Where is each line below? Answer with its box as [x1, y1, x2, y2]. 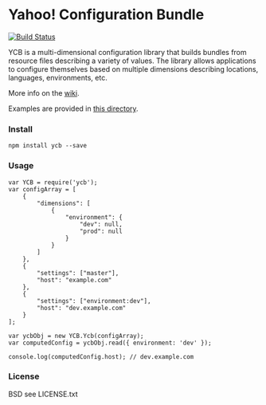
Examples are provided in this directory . [8, 104, 139, 113]
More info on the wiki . [8, 88, 80, 97]
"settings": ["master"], [37, 269, 119, 277]
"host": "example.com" [37, 276, 112, 284]
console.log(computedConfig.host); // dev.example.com [8, 352, 194, 360]
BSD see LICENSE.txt [8, 389, 78, 399]
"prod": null [79, 227, 123, 235]
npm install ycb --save [8, 142, 88, 150]
